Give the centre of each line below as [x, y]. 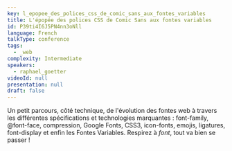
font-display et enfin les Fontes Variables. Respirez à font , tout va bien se [111, 133]
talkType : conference [38, 39]
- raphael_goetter [40, 71]
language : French [32, 33]
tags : [15, 46]
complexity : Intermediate [44, 59]
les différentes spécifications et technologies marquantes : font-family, [108, 118]
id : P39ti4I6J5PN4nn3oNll [44, 26]
